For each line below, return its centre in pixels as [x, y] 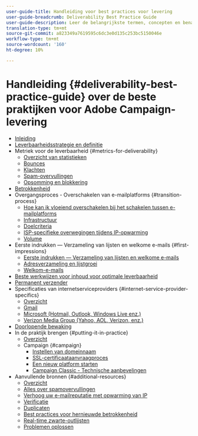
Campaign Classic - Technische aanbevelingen [89, 370]
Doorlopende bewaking [43, 326]
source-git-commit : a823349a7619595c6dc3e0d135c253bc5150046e [84, 34]
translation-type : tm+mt [37, 28]
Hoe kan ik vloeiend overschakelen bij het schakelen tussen [96, 207]
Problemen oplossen [48, 427]
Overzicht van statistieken [55, 157]
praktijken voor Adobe [62, 109]
